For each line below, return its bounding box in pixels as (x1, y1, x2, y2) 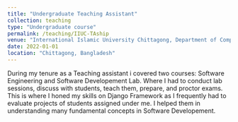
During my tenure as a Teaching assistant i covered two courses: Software (7, 68, 225, 78)
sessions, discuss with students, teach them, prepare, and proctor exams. (7, 84, 223, 92)
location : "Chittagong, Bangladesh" (7, 50, 115, 57)
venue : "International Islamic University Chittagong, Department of (7, 37, 217, 44)
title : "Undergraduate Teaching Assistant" (7, 10, 138, 18)
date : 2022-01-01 (7, 43, 59, 50)
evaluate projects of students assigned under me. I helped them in (7, 99, 200, 107)
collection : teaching (7, 17, 72, 24)
